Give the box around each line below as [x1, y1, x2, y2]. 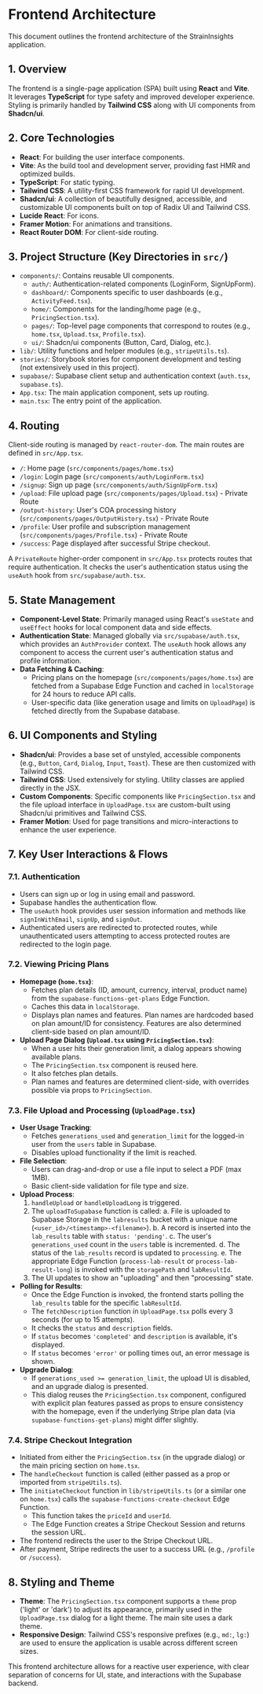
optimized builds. [19, 169, 76, 178]
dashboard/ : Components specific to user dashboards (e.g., [31, 288, 224, 297]
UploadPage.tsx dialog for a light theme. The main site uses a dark [19, 1613, 233, 1622]
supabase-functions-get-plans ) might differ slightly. [31, 1415, 199, 1424]
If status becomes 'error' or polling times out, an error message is [31, 1348, 250, 1358]
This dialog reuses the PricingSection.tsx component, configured [31, 1390, 247, 1400]
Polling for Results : [19, 1281, 83, 1291]
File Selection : [19, 1156, 68, 1166]
